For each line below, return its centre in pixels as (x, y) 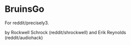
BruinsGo (24, 9)
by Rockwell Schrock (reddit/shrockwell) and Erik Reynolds (65, 32)
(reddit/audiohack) (24, 38)
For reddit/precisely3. (27, 23)
